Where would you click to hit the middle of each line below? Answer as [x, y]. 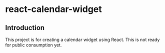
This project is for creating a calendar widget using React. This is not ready [82, 39]
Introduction [25, 28]
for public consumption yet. [33, 45]
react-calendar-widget [54, 9]
